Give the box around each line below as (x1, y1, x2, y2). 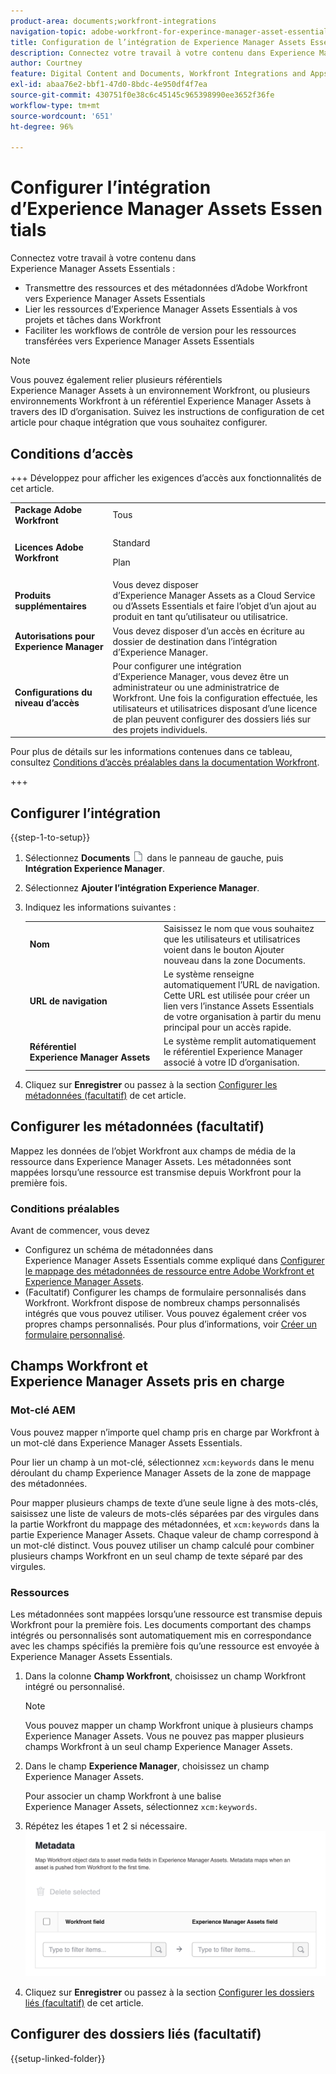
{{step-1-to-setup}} (10, 831, 91, 844)
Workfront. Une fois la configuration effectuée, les (112, 691, 318, 704)
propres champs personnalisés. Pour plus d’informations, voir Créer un (24, 1318, 318, 1330)
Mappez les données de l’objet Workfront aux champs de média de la (10, 1145, 297, 1157)
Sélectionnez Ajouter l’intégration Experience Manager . (24, 882, 260, 894)
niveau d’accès (14, 697, 80, 709)
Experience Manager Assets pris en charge (10, 1373, 285, 1390)
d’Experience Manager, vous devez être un (112, 670, 289, 682)
